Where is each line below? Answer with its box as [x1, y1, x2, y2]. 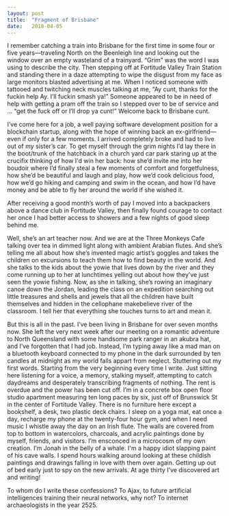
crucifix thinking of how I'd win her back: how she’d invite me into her [7, 157, 203, 165]
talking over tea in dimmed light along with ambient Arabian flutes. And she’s [7, 241, 222, 250]
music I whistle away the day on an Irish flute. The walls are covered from [7, 422, 214, 430]
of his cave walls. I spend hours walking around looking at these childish [7, 452, 211, 460]
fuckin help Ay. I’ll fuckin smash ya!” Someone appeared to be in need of [7, 93, 212, 101]
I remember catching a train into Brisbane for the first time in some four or [7, 42, 215, 50]
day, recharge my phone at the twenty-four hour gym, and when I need [7, 415, 207, 423]
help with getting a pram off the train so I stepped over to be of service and [7, 100, 219, 108]
